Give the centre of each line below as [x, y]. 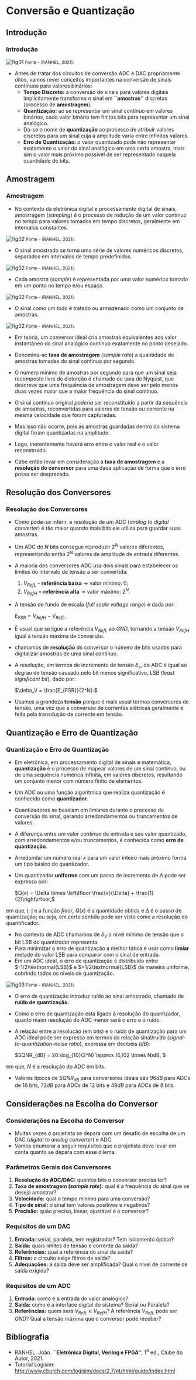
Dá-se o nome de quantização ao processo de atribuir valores [99, 129]
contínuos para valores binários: [53, 86]
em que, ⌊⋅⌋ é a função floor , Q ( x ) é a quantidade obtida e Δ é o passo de [94, 910]
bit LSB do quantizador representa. [57, 942]
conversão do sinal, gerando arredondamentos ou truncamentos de [96, 816]
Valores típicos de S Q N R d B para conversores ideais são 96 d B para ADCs [102, 1078]
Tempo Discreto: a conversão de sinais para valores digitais [96, 92]
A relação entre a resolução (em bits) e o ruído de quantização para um [101, 1031]
